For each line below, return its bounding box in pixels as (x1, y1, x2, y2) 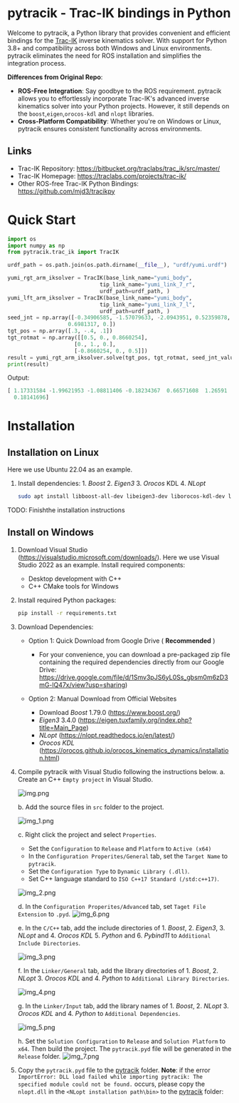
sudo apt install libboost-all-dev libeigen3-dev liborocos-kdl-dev (17, 493, 225, 500)
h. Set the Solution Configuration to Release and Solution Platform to (17, 1037, 226, 1045)
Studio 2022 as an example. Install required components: (17, 560, 186, 569)
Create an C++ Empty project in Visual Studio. (17, 775, 154, 783)
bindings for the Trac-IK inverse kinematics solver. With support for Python (7, 36, 228, 44)
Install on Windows (7, 527, 94, 539)
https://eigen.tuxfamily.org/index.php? (80, 716, 192, 724)
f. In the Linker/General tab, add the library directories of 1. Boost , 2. (17, 966, 218, 975)
